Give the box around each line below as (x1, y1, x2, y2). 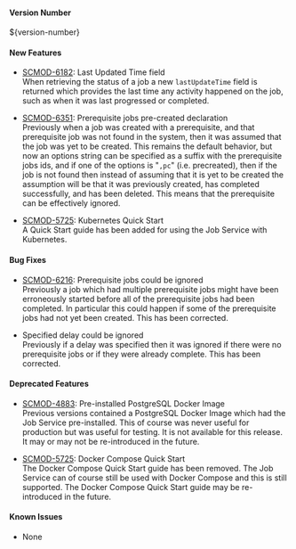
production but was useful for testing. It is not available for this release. (21, 426, 283, 437)
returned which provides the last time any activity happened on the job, (21, 86, 284, 97)
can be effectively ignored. (21, 198, 121, 209)
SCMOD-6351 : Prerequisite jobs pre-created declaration (21, 112, 228, 124)
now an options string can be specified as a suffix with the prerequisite (21, 151, 283, 161)
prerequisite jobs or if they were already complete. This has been (21, 348, 261, 359)
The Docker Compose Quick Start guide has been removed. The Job (21, 463, 274, 473)
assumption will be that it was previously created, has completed (21, 179, 260, 190)
